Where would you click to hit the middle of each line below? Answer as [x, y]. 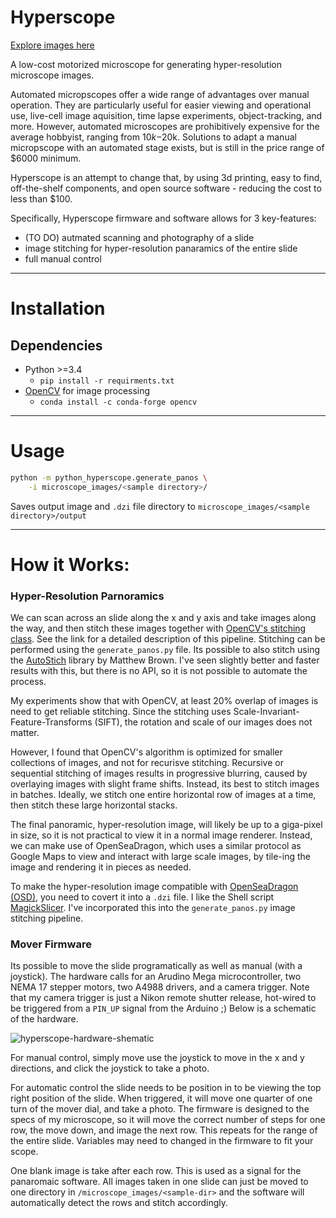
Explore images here [52, 45]
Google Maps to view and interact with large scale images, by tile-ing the [161, 857]
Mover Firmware [51, 944]
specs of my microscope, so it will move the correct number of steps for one [168, 1120]
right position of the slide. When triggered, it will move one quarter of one [161, 1098]
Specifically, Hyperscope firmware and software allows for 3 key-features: [163, 218]
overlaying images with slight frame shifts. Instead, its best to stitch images [165, 784]
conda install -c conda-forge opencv [118, 402]
